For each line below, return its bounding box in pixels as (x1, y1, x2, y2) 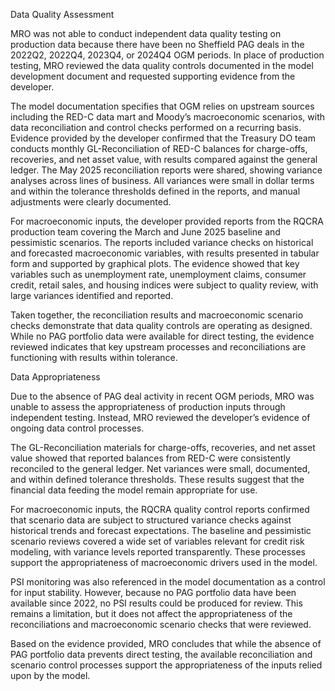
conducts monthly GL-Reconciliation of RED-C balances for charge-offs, (10, 143, 308, 154)
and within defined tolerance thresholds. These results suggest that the (10, 474, 305, 485)
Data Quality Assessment (10, 9, 115, 20)
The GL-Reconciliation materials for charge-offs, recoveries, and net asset (10, 442, 316, 453)
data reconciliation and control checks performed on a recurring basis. (10, 122, 302, 133)
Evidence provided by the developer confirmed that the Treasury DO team (10, 132, 316, 144)
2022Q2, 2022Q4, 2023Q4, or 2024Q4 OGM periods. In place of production (10, 49, 325, 61)
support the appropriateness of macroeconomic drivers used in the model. (10, 557, 318, 568)
